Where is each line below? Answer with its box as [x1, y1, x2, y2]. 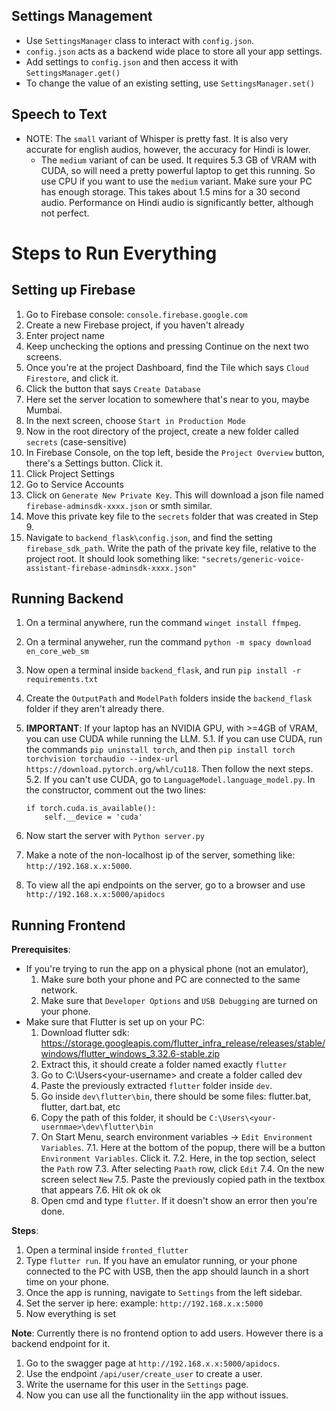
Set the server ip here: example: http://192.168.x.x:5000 [25, 1297, 264, 1309]
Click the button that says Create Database [25, 382, 201, 394]
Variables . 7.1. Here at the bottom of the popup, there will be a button [40, 1142, 326, 1154]
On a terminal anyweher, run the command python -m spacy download [25, 636, 312, 648]
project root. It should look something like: [25, 552, 200, 564]
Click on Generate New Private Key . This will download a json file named [25, 489, 324, 501]
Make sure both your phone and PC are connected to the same [40, 974, 301, 986]
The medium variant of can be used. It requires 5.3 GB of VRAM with [40, 154, 318, 166]
